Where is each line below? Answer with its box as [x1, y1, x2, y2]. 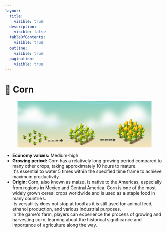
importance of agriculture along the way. [12, 222, 97, 228]
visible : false [14, 29, 46, 35]
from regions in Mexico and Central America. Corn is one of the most [12, 184, 156, 191]
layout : [5, 8, 21, 13]
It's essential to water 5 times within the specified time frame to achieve [12, 168, 162, 174]
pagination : [9, 56, 35, 61]
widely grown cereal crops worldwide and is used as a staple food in [12, 190, 155, 196]
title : [9, 13, 23, 19]
